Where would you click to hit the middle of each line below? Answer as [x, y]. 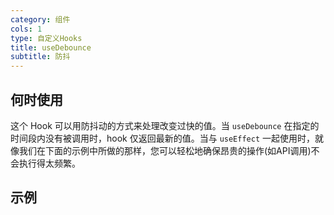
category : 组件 [40, 19]
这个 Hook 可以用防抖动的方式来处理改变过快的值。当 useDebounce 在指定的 [165, 125]
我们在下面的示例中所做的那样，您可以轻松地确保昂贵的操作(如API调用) [165, 150]
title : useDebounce [51, 47]
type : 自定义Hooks [46, 38]
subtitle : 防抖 [40, 57]
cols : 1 [26, 29]
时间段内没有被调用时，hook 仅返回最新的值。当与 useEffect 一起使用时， [162, 138]
